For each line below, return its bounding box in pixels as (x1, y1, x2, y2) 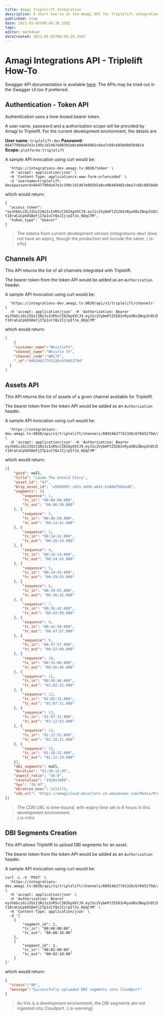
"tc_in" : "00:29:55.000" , (22, 588, 75, 593)
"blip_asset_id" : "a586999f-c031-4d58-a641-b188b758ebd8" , (14, 484, 136, 489)
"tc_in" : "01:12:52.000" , (22, 733, 75, 737)
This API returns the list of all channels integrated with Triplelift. (5, 267, 132, 273)
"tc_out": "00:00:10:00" (22, 930, 73, 935)
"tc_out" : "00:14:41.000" (22, 520, 75, 525)
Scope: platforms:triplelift (5, 147, 65, 153)
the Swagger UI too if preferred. (5, 86, 69, 92)
